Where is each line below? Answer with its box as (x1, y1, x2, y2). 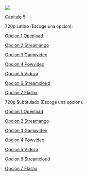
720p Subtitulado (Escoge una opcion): (5, 99, 84, 105)
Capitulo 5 (5, 14, 26, 20)
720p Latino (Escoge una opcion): (5, 23, 73, 29)
